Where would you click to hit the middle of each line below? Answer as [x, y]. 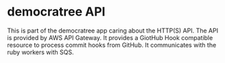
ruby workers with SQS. [40, 52]
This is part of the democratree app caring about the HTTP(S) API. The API [113, 30]
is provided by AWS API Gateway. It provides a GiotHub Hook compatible [110, 37]
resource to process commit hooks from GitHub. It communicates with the [112, 45]
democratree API [56, 12]
